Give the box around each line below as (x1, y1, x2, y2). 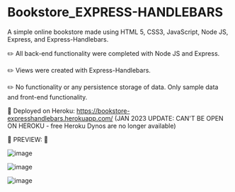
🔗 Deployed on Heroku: (7, 107, 76, 115)
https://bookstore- (76, 107, 130, 115)
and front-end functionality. (7, 92, 88, 101)
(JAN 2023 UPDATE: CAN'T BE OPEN (114, 114, 224, 122)
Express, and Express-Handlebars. (7, 35, 109, 43)
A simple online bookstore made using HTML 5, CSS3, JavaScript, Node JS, (7, 28, 229, 36)
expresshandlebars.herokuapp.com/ (7, 114, 113, 122)
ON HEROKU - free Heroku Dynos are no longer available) (7, 121, 176, 130)
